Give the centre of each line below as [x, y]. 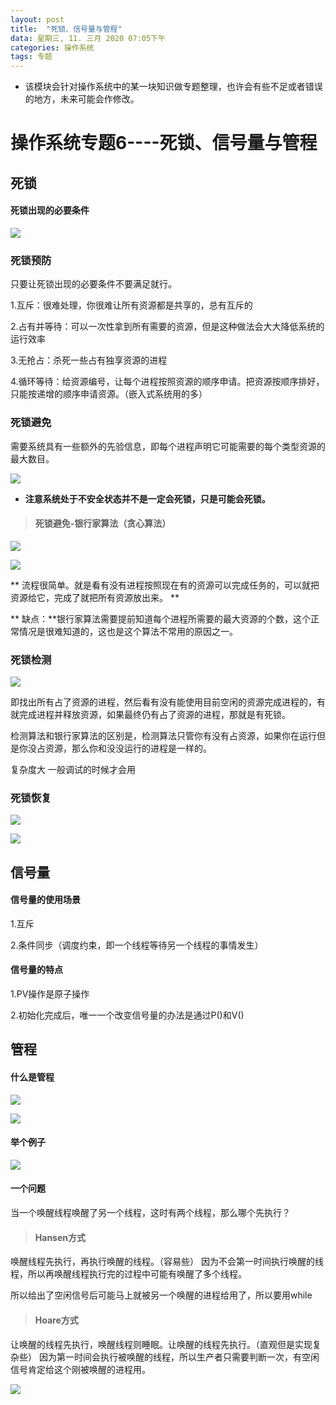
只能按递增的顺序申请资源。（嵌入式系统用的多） [109, 394]
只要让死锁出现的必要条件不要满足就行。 [93, 284]
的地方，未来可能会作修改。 [82, 99]
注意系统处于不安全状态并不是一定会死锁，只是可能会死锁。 [147, 498]
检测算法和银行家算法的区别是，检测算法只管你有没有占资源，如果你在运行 [163, 735]
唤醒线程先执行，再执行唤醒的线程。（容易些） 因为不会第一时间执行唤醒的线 [167, 1262]
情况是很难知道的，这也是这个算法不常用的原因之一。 [128, 631]
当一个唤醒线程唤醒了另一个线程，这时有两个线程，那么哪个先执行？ [150, 1213]
